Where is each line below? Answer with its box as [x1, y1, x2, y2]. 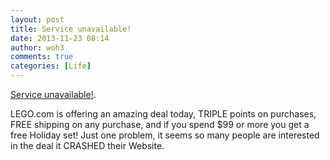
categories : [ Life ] [10, 61, 92, 71]
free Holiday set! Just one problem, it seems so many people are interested [10, 129, 320, 141]
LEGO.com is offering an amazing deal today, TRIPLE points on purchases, [10, 108, 317, 120]
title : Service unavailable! [10, 24, 132, 34]
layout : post [10, 14, 65, 25]
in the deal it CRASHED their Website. [10, 140, 165, 151]
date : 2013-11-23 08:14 [10, 33, 110, 43]
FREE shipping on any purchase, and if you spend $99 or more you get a [10, 119, 310, 130]
